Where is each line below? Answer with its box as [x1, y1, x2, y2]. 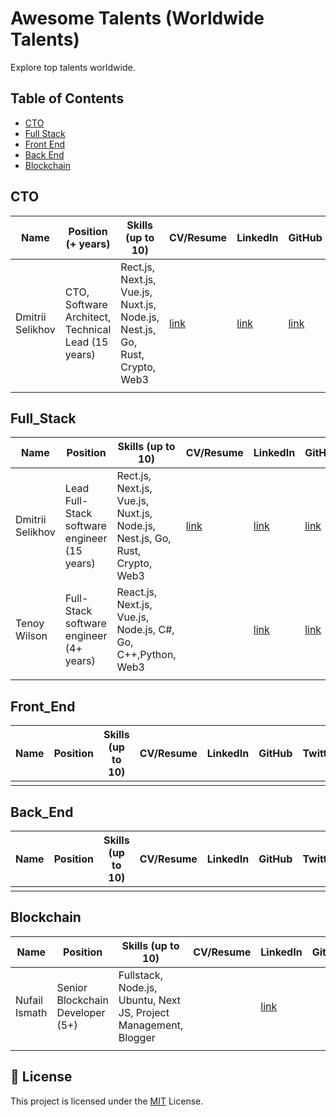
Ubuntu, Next [118, 993, 182, 1007]
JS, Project [118, 1005, 170, 1019]
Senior [56, 980, 88, 994]
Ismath [15, 1005, 48, 1019]
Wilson [15, 629, 48, 643]
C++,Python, [116, 648, 177, 662]
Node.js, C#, [116, 623, 175, 637]
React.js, [116, 585, 158, 599]
